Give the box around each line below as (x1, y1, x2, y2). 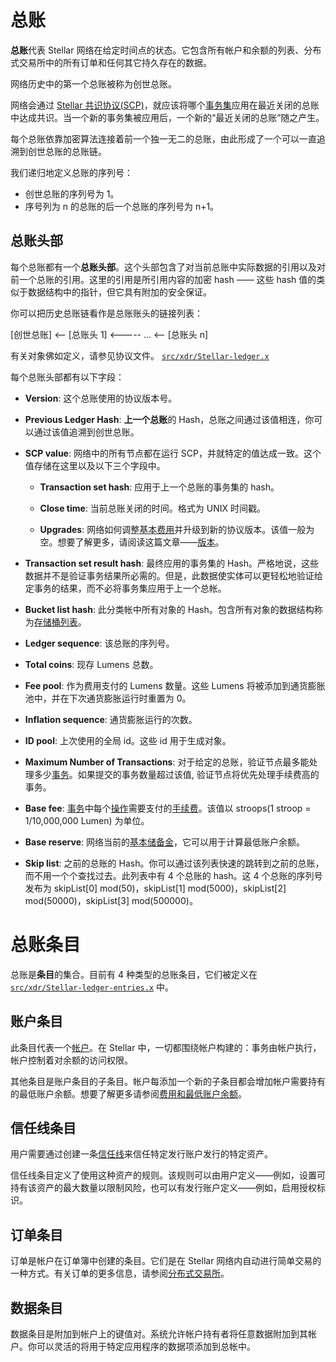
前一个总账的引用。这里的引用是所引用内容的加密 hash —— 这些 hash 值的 (10, 273, 317, 285)
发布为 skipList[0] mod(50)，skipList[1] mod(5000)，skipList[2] (24, 882, 287, 894)
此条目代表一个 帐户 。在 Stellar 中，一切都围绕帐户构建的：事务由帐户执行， (10, 1041, 322, 1053)
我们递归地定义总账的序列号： (10, 166, 133, 178)
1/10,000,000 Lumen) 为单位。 (24, 814, 150, 826)
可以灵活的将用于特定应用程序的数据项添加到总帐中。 (36, 1340, 256, 1352)
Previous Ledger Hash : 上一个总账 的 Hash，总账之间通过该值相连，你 (24, 413, 315, 425)
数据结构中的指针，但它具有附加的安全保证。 (27, 286, 212, 298)
